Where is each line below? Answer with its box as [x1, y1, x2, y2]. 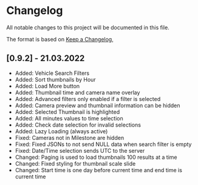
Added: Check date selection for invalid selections [15, 121, 142, 128]
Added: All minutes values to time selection [15, 114, 123, 122]
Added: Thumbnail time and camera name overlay [15, 89, 140, 96]
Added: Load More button [15, 82, 80, 89]
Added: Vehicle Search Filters [15, 69, 90, 77]
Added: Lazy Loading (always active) [15, 127, 108, 134]
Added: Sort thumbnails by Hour [15, 75, 96, 83]
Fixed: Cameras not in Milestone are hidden [15, 134, 125, 141]
